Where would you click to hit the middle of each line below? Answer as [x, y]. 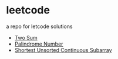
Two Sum [26, 37]
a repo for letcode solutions [39, 26]
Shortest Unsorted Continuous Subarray [63, 50]
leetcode [28, 10]
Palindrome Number [39, 44]
